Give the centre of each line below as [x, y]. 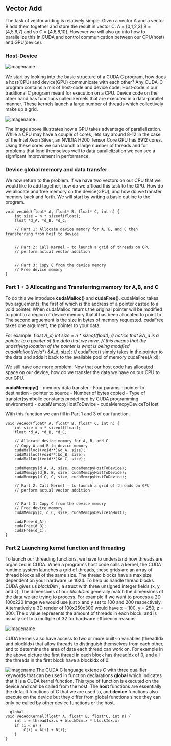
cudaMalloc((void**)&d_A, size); [50, 450]
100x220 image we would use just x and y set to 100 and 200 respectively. [84, 602]
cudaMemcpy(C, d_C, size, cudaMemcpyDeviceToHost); [70, 512]
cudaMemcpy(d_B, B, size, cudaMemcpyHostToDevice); [70, 472]
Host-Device [21, 56]
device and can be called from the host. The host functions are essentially [83, 686]
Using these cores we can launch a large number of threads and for [77, 146]
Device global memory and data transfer [56, 170]
